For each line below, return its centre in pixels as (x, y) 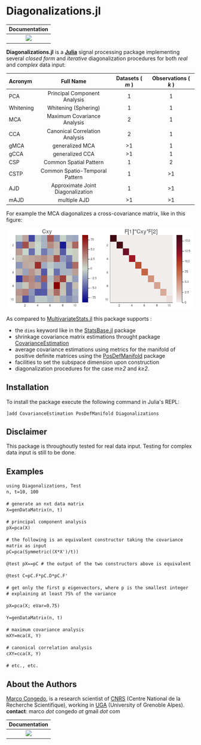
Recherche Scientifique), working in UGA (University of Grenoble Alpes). (95, 705)
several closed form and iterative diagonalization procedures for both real (97, 59)
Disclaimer (27, 432)
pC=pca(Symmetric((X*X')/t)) (42, 552)
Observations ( (171, 78)
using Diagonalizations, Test (44, 486)
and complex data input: (36, 65)
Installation (28, 387)
